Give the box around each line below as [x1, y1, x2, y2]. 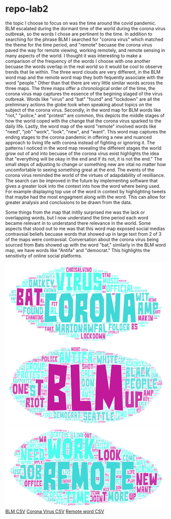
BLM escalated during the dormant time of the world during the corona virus [5, 25, 166, 31]
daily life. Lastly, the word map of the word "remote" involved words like [5, 123, 157, 129]
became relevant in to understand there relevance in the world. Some [5, 220, 151, 226]
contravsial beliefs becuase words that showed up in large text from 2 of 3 [5, 231, 162, 237]
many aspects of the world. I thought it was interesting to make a [5, 52, 142, 59]
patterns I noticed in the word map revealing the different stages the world [5, 145, 162, 151]
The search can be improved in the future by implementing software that [5, 177, 158, 184]
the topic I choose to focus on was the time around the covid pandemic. [5, 20, 157, 26]
